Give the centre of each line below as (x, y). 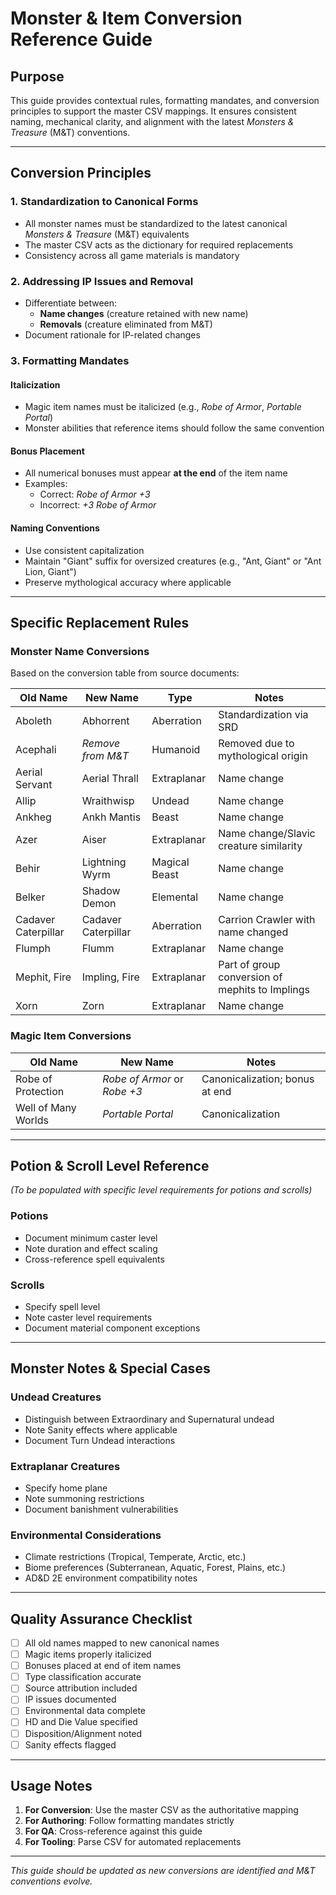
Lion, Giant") (50, 571)
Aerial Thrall (110, 779)
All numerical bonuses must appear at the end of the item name (156, 473)
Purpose (37, 76)
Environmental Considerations (86, 1535)
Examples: (46, 484)
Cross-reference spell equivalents (94, 1259)
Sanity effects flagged (70, 1744)
